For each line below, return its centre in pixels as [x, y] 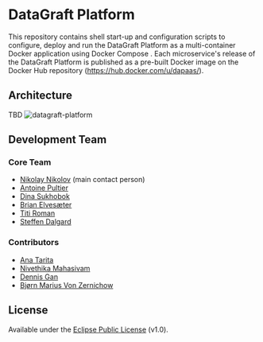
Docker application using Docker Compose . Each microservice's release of [132, 53]
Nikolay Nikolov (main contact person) [82, 180]
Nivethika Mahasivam [55, 268]
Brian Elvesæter [46, 205]
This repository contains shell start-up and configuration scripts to [117, 37]
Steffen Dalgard [45, 222]
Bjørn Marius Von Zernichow [66, 285]
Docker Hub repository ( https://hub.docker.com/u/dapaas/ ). [106, 70]
